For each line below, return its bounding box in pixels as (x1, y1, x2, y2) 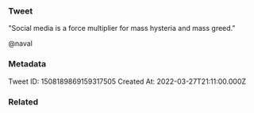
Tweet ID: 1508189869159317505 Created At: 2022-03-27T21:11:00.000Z (8, 77, 247, 86)
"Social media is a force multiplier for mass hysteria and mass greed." (8, 24, 236, 33)
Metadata (8, 58, 46, 70)
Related (8, 96, 39, 107)
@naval (8, 39, 33, 48)
